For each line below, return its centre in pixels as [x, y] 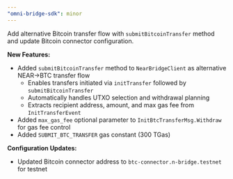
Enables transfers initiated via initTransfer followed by [107, 83]
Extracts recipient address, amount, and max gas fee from [111, 104]
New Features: [29, 54]
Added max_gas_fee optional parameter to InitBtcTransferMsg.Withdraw [119, 120]
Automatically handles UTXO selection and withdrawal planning [119, 98]
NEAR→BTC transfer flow [54, 75]
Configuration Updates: [42, 148]
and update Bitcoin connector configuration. [71, 41]
